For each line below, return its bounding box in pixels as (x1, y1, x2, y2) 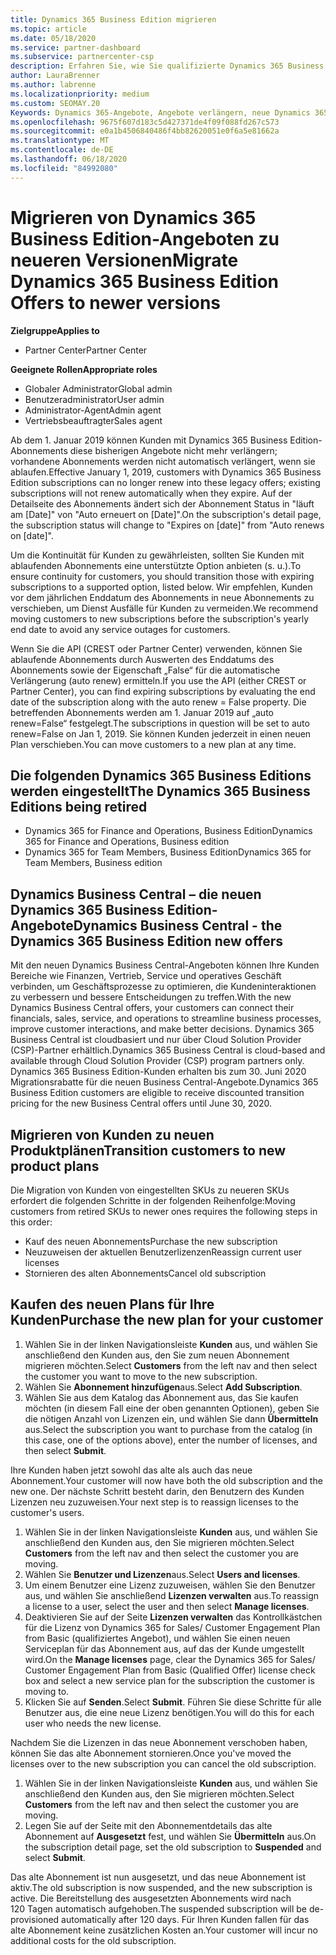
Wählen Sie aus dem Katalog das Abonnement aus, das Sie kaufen (24, 1391, 299, 1403)
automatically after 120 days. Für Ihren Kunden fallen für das (61, 1913, 310, 1925)
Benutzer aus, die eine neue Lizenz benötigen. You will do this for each (24, 1706, 315, 1718)
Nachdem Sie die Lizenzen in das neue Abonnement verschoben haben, (10, 1736, 308, 1748)
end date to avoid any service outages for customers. (10, 623, 231, 635)
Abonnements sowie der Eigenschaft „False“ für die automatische (10, 664, 281, 676)
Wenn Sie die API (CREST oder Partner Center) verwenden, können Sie (10, 642, 303, 655)
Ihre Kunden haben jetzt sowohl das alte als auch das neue (10, 1464, 253, 1476)
